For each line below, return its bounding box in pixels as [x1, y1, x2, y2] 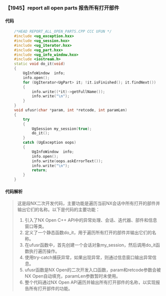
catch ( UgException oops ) [23, 140, 77, 145]
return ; [31, 168, 48, 173]
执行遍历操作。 [29, 248, 60, 254]
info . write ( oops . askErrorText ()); [31, 158, 103, 164]
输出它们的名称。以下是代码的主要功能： [17, 206, 100, 212]
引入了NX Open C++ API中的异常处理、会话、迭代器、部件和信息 [24, 217, 158, 223]
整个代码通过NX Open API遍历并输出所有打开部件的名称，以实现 [24, 280, 156, 286]
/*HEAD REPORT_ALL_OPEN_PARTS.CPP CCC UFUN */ [14, 29, 112, 34]
